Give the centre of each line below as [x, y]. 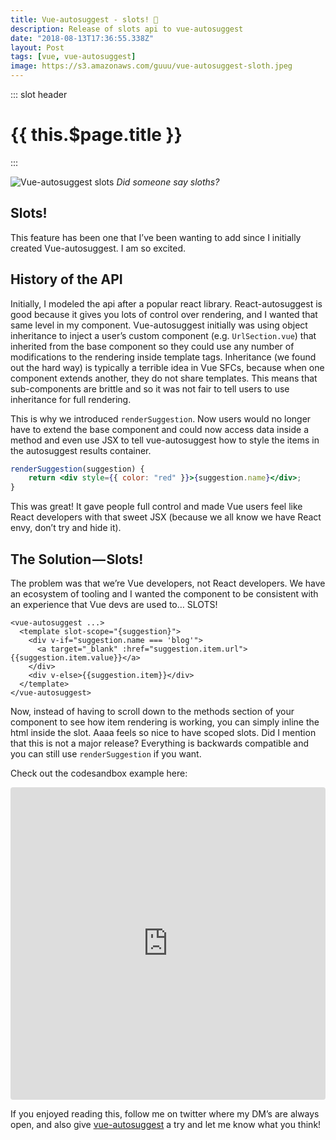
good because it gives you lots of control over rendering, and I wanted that [164, 314]
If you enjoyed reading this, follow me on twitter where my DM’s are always [165, 1114]
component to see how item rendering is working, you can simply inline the [165, 722]
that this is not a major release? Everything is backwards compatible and [159, 743]
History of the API [66, 279]
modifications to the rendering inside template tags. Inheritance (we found [163, 357]
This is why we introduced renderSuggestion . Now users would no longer [161, 418]
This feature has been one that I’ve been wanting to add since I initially [156, 237]
